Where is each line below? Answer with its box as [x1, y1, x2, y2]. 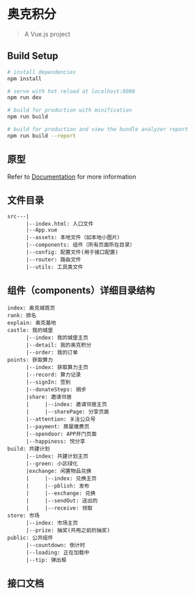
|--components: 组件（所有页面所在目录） [25, 241, 136, 248]
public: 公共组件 [7, 534, 54, 541]
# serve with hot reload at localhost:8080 [7, 88, 136, 95]
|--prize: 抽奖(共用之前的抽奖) [25, 527, 110, 534]
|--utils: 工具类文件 [25, 264, 84, 271]
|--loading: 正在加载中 [25, 549, 90, 557]
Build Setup [7, 50, 58, 62]
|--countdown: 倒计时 [25, 542, 86, 549]
